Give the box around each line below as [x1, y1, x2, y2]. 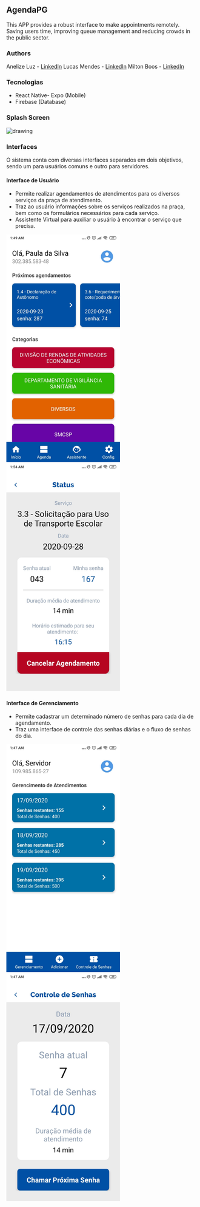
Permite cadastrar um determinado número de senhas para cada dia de [15, 713, 194, 720]
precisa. [15, 222, 36, 230]
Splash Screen [6, 114, 50, 122]
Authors [6, 49, 32, 57]
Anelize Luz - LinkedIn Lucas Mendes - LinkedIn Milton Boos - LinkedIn [6, 63, 185, 70]
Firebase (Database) [15, 98, 67, 106]
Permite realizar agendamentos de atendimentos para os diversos [15, 190, 180, 197]
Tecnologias [6, 78, 44, 87]
